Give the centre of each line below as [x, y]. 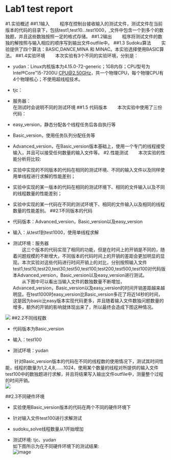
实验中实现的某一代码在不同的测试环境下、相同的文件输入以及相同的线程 [89, 204]
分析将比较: [29, 159]
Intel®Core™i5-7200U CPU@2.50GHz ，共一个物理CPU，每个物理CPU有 [88, 72]
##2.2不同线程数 [29, 318]
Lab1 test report [39, 9]
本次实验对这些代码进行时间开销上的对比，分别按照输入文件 [84, 262]
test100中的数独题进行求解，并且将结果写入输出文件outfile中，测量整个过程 [84, 374]
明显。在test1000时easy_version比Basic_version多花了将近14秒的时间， [88, 294]
